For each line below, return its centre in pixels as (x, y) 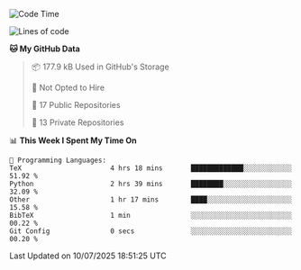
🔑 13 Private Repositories (78, 122)
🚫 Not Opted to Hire (68, 87)
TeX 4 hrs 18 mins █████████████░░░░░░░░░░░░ (151, 168)
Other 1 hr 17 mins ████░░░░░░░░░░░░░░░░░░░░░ (151, 200)
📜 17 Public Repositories (76, 105)
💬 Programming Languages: (58, 160)
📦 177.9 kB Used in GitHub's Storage (100, 67)
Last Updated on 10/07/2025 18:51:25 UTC (88, 256)
